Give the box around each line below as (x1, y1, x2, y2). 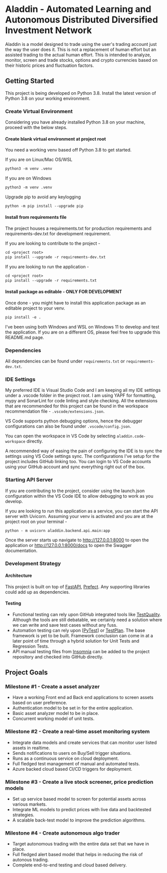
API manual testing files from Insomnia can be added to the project (12, 648, 150, 654)
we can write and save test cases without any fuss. (12, 622, 118, 628)
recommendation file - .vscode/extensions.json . (5, 408, 105, 414)
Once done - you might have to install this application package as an (5, 300, 146, 306)
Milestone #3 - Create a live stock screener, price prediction (5, 778, 154, 785)
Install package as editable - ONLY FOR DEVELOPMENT (5, 289, 122, 295)
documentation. (5, 547, 38, 554)
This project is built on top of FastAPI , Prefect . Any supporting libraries (5, 583, 151, 589)
